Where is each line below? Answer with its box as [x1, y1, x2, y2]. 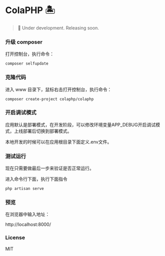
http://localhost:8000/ [5, 221, 52, 228]
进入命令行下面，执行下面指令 [5, 176, 67, 182]
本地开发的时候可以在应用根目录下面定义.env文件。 [5, 139, 112, 145]
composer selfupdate [5, 61, 49, 67]
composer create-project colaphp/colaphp [5, 97, 94, 102]
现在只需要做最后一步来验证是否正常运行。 [5, 165, 94, 171]
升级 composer [5, 38, 43, 45]
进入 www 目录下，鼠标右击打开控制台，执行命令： [5, 86, 112, 92]
